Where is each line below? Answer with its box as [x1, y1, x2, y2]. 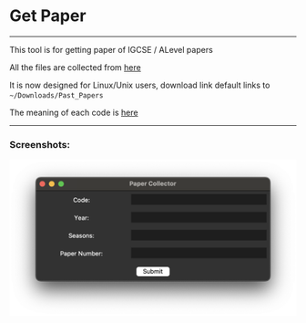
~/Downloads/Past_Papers [9, 90, 104, 100]
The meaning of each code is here [9, 107, 138, 118]
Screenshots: [9, 138, 71, 151]
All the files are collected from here [9, 61, 141, 73]
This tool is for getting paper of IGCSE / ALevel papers [9, 44, 214, 55]
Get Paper [9, 5, 87, 26]
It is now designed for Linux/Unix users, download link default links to [9, 79, 270, 90]
